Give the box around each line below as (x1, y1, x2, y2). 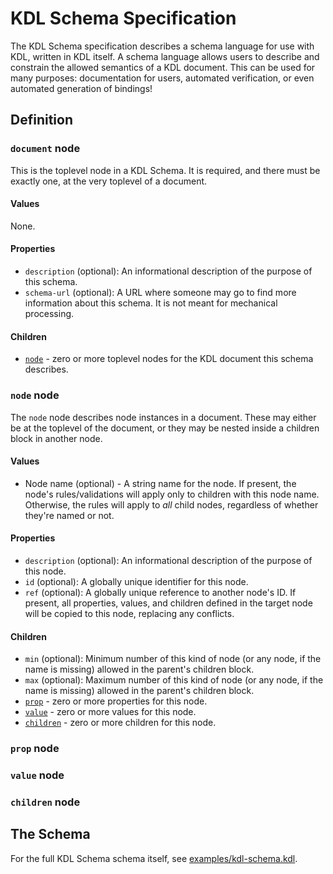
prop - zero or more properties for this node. (24, 695, 208, 707)
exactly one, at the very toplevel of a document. (10, 175, 208, 187)
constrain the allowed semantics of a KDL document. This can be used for (10, 61, 316, 73)
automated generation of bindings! (10, 82, 153, 94)
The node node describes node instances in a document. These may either (10, 411, 317, 423)
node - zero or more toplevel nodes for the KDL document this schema (24, 353, 314, 365)
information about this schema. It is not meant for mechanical (24, 297, 278, 309)
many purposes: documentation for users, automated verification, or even (10, 72, 315, 84)
